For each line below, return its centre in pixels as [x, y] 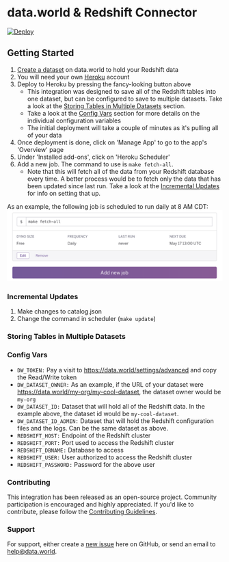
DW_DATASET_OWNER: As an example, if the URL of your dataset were [110, 384]
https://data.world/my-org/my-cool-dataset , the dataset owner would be [119, 392]
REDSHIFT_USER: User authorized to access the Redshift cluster [105, 457]
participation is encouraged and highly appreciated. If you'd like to [100, 504]
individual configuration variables [74, 120]
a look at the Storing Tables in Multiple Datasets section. [106, 106]
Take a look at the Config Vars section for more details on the [113, 113]
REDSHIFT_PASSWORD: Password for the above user [86, 464]
